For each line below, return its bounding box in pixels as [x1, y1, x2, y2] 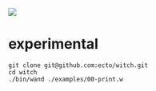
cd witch [8, 68, 38, 76]
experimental [8, 35, 98, 53]
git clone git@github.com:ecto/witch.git [8, 61, 149, 69]
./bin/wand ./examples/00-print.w [8, 75, 124, 83]
